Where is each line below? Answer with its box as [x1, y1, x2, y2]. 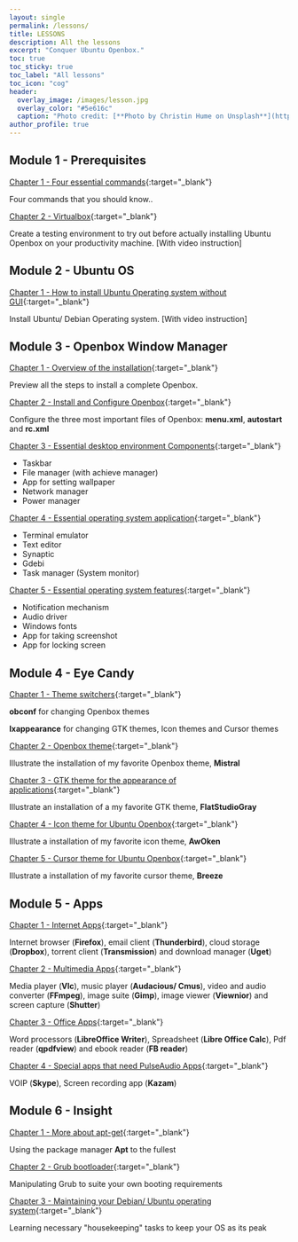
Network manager [21, 486, 89, 497]
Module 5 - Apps [9, 896, 104, 911]
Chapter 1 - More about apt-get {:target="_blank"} [9, 1127, 190, 1137]
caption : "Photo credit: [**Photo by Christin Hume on [17, 112, 224, 121]
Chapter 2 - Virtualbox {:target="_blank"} [9, 210, 158, 222]
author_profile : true [9, 121, 90, 130]
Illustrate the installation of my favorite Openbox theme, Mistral [9, 758, 241, 768]
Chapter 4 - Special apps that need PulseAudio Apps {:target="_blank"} [9, 1061, 269, 1072]
